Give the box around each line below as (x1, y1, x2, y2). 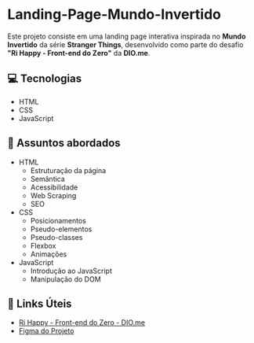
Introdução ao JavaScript (30, 266, 113, 275)
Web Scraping (30, 190, 77, 200)
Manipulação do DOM (30, 274, 101, 284)
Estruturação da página (30, 165, 107, 175)
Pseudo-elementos (30, 224, 93, 234)
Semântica (30, 174, 66, 183)
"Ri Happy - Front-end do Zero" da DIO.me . (7, 48, 151, 57)
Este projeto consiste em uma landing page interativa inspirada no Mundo (7, 31, 246, 41)
